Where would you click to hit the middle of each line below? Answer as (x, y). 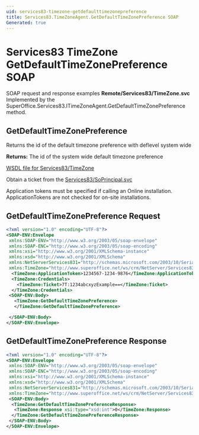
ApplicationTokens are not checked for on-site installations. (78, 197)
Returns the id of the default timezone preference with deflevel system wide (99, 145)
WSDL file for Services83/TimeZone (50, 168)
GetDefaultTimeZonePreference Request (84, 216)
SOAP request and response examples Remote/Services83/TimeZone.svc (98, 94)
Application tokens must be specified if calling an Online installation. (89, 191)
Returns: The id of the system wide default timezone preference (85, 157)
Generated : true (26, 22)
